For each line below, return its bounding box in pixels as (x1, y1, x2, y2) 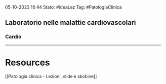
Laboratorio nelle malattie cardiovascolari (5, 18, 136, 27)
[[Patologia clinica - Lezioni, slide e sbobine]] (5, 73, 97, 79)
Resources (5, 57, 50, 68)
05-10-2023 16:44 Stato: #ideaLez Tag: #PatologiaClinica (5, 4, 122, 10)
